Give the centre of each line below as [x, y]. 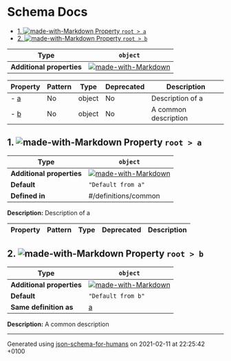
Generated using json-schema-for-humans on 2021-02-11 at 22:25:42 [106, 344]
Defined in [28, 195]
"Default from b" [117, 296]
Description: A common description [58, 324]
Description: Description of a [49, 212]
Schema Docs [47, 12]
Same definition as [42, 307]
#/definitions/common [124, 195]
